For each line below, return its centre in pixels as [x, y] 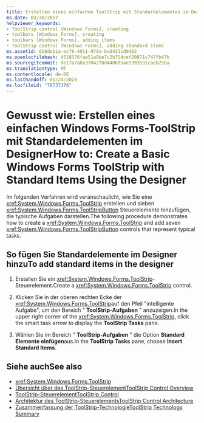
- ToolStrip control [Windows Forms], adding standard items [85, 46]
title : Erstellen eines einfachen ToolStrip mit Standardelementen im [97, 12]
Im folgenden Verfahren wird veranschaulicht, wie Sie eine [79, 197]
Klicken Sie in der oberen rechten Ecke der [69, 297]
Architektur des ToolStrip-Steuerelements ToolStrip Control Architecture [104, 401]
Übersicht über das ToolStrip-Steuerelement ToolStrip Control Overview [104, 388]
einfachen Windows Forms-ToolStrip [101, 129]
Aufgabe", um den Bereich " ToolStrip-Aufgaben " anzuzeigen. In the [101, 310]
